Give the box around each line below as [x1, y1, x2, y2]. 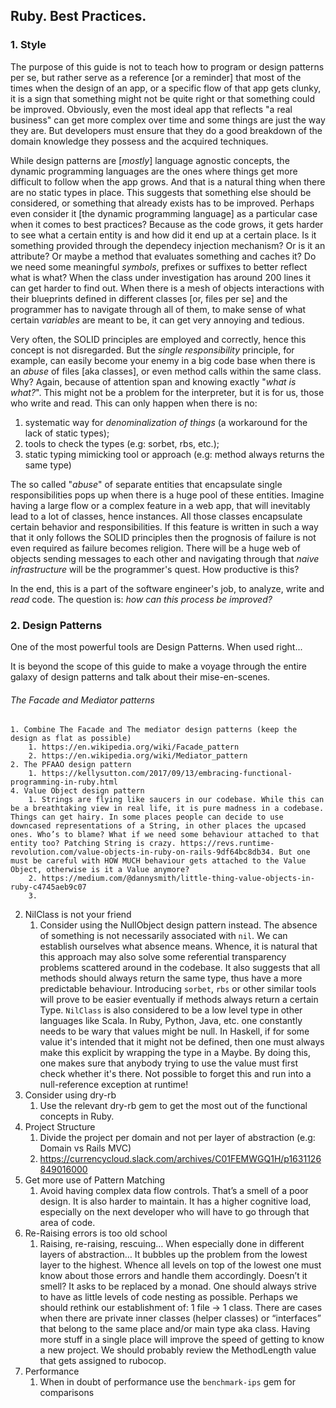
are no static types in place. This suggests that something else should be [10, 186, 312, 198]
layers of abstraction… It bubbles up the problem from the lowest [39, 1249, 308, 1261]
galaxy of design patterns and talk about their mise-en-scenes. [10, 670, 271, 683]
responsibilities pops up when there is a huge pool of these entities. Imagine [10, 489, 325, 501]
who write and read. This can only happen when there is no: [10, 397, 258, 409]
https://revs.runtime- [180, 839, 275, 849]
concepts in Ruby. [39, 1110, 115, 1123]
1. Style [10, 38, 47, 52]
